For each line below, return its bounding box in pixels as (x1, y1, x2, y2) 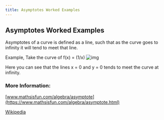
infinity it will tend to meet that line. (5, 45, 78, 51)
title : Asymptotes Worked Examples (5, 7, 80, 13)
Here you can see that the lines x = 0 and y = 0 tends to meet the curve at (5, 64, 159, 71)
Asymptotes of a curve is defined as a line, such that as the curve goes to (5, 39, 158, 45)
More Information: (5, 82, 51, 89)
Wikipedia (5, 109, 26, 115)
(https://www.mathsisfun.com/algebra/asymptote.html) (5, 99, 120, 105)
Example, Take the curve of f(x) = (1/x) (5, 54, 85, 61)
